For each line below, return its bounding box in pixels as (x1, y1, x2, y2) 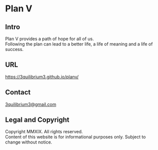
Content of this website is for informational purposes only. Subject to (5, 134, 146, 140)
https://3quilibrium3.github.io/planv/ (5, 74, 79, 80)
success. (5, 47, 24, 52)
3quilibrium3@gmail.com (5, 101, 56, 107)
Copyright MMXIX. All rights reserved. (5, 129, 83, 135)
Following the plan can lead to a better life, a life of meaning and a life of (5, 41, 153, 47)
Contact (5, 88, 31, 97)
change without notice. (5, 139, 52, 145)
